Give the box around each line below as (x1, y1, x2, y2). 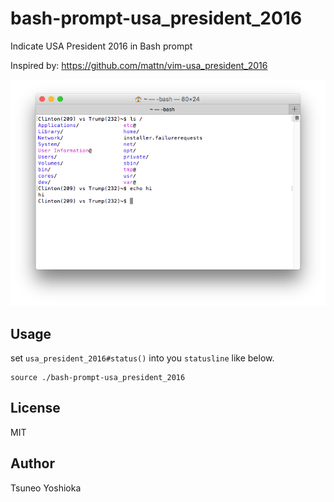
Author (10, 455, 55, 472)
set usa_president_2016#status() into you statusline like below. (10, 352, 275, 364)
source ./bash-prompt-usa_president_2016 (10, 373, 186, 383)
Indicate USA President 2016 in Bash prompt (10, 40, 193, 52)
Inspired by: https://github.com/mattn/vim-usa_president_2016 (10, 59, 268, 71)
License (10, 400, 61, 417)
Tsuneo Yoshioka (10, 482, 82, 494)
